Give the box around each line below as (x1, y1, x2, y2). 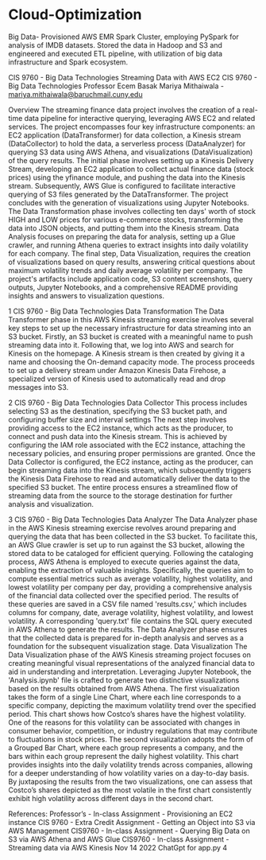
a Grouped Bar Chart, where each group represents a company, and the (8, 742, 244, 753)
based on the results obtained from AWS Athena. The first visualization (8, 683, 241, 693)
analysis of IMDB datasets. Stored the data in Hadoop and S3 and (8, 40, 222, 49)
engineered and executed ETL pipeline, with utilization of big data (8, 49, 223, 58)
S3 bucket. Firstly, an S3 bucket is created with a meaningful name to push (8, 332, 253, 341)
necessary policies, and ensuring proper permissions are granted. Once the (8, 448, 256, 458)
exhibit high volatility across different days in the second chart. (8, 793, 214, 803)
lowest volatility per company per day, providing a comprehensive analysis (8, 582, 253, 592)
